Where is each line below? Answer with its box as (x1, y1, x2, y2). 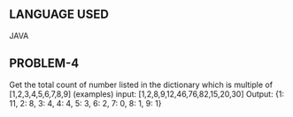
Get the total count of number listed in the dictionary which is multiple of (9, 79, 273, 90)
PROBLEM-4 (9, 56, 80, 71)
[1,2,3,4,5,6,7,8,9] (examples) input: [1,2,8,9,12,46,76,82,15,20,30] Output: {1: (9, 88, 285, 99)
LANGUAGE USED (9, 7, 109, 22)
